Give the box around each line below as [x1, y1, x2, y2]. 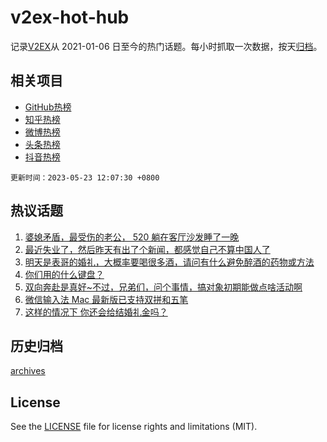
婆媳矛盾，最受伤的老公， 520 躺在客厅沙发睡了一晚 [24, 231, 240, 243]
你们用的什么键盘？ [24, 268, 105, 280]
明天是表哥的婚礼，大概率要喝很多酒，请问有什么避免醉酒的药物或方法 [24, 256, 315, 268]
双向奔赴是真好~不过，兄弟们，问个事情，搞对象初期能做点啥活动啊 [24, 281, 303, 293]
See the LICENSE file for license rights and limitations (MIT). [10, 421, 258, 433]
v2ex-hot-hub [10, 6, 130, 29]
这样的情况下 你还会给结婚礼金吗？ [24, 306, 168, 318]
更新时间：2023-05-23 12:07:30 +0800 [10, 172, 160, 183]
